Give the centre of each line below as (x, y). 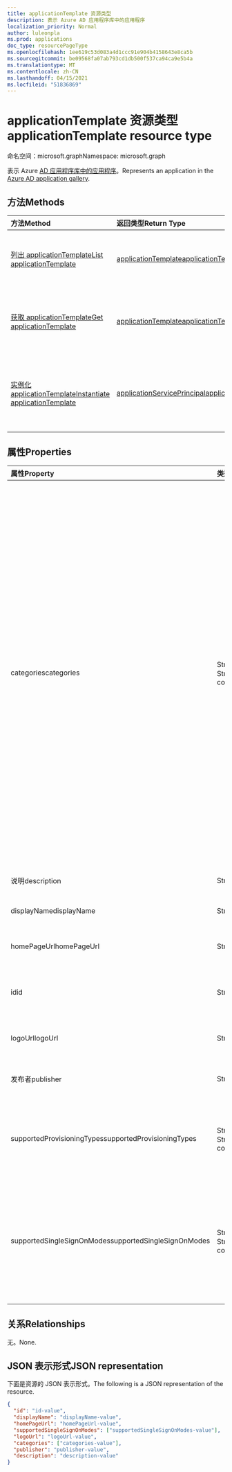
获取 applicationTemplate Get (57, 317)
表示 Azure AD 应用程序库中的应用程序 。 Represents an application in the (110, 171)
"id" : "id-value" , (40, 1411)
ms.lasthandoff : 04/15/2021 (48, 78)
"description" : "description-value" (66, 1456)
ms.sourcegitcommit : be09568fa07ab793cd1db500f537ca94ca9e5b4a (100, 59)
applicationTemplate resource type (109, 136)
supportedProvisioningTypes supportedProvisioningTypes (104, 1138)
